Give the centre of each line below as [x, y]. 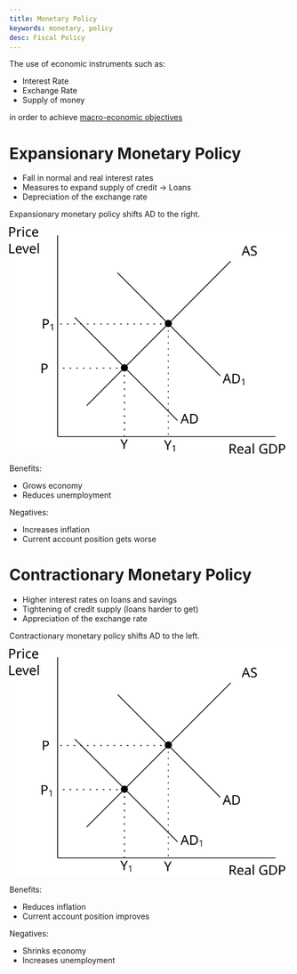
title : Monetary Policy [53, 19]
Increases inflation [56, 529]
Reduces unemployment [67, 495]
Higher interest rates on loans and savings [100, 599]
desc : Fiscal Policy [48, 37]
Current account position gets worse [89, 539]
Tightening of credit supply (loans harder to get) [110, 609]
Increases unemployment [68, 960]
